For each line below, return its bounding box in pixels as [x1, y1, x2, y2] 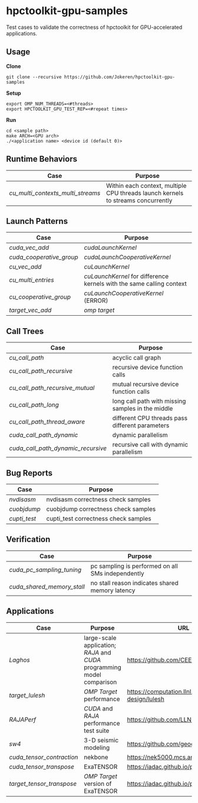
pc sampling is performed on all [90, 561, 178, 570]
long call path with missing [112, 397, 186, 405]
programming [84, 663, 122, 671]
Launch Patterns [6, 216, 68, 226]
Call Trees [6, 326, 44, 336]
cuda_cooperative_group [9, 253, 78, 262]
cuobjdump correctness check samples [46, 505, 156, 513]
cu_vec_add [9, 263, 42, 271]
